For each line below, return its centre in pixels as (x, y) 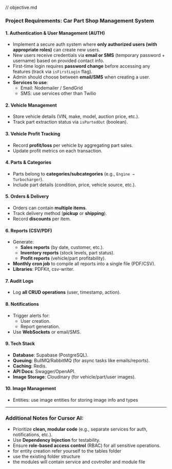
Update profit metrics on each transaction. (57, 150)
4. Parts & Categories (28, 162)
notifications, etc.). (33, 435)
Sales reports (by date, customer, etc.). (62, 247)
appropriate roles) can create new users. (56, 50)
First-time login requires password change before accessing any (81, 66)
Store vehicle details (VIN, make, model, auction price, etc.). (76, 116)
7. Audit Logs (19, 281)
